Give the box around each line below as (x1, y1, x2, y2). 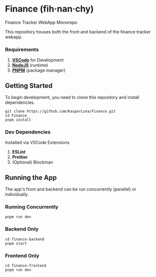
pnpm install (5, 117, 31, 122)
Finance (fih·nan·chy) (5, 3, 94, 15)
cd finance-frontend (5, 263, 47, 268)
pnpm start (5, 241, 27, 246)
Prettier (12, 154, 28, 160)
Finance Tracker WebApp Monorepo (5, 19, 78, 25)
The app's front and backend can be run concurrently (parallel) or (5, 186, 137, 192)
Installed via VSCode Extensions (5, 140, 70, 146)
